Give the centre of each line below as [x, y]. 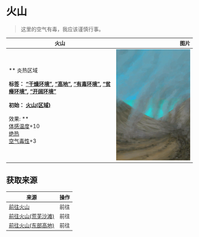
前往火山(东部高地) [31, 226]
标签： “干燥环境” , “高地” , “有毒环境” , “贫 [60, 84]
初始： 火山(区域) [30, 105]
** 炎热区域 [23, 70]
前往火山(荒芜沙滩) [31, 216]
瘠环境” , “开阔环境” [32, 91]
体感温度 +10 [24, 126]
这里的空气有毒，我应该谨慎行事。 [62, 29]
